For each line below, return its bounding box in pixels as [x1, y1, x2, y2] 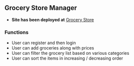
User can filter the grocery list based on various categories [11, 50, 129, 56]
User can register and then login [11, 40, 76, 46]
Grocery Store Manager [4, 4, 77, 12]
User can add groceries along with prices [11, 45, 94, 51]
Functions [4, 29, 29, 35]
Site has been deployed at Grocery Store [11, 16, 94, 22]
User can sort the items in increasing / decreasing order [11, 55, 123, 61]
